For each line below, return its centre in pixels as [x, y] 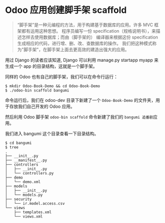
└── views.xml [28, 216]
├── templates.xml [33, 212]
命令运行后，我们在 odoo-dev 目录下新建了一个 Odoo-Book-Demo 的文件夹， [81, 100]
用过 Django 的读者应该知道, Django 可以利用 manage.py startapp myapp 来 [82, 60]
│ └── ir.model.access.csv [35, 203]
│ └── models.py [24, 195]
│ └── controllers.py [30, 173]
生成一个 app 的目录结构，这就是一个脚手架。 [51, 66]
